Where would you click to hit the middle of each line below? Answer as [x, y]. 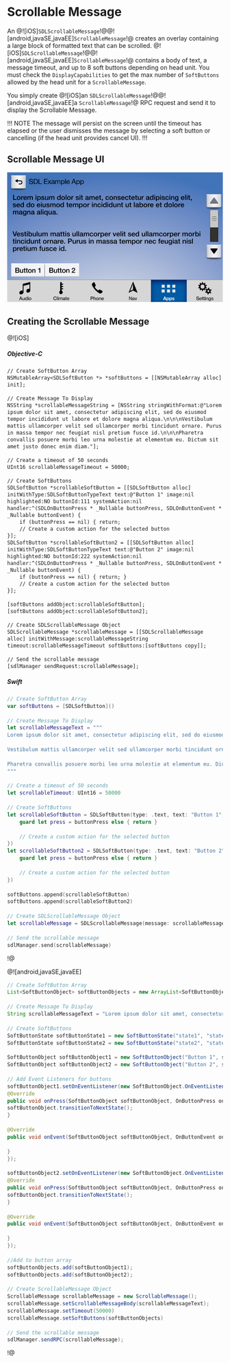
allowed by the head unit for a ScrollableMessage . [77, 82]
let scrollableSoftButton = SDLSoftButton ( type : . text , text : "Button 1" [115, 814]
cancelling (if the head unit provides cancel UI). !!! [77, 137]
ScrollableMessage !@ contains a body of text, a [141, 60]
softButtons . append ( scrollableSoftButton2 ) [70, 902]
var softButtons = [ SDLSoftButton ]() [61, 706]
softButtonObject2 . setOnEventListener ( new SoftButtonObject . [96, 1173]
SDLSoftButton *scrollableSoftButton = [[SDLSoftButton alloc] [99, 488]
